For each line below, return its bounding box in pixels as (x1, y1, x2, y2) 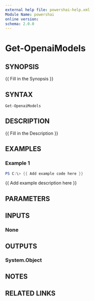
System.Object (5, 257, 42, 264)
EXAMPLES (5, 145, 41, 153)
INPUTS (5, 212, 30, 220)
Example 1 (5, 160, 30, 167)
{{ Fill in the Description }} (5, 130, 59, 136)
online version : (5, 16, 39, 21)
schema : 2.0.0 (5, 21, 35, 26)
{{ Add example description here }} (5, 180, 77, 186)
